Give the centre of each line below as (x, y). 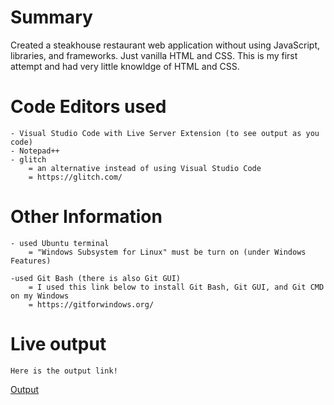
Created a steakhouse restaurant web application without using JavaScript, (165, 45)
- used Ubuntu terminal (60, 243)
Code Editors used (88, 107)
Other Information (86, 217)
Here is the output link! (64, 371)
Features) (31, 261)
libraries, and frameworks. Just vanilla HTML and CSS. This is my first (154, 55)
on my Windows (40, 296)
